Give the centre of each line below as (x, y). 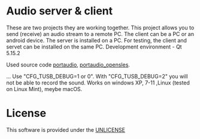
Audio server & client (60, 11)
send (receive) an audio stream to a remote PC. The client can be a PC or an (100, 34)
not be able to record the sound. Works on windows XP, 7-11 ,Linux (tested (98, 83)
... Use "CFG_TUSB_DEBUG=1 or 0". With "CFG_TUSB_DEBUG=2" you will (97, 76)
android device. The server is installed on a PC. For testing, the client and (97, 40)
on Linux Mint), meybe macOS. (44, 89)
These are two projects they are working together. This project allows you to (100, 28)
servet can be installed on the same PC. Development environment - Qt (94, 47)
